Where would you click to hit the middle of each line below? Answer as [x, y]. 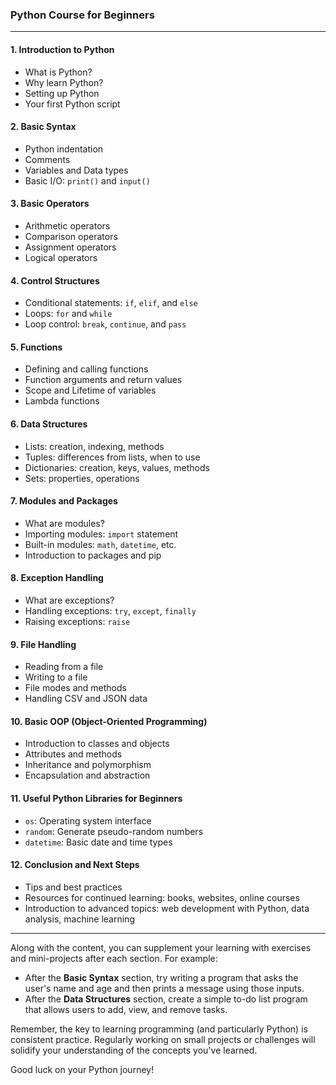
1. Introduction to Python [62, 49]
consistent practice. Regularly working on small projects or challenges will [163, 1039]
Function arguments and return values [103, 380]
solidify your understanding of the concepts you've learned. [134, 1050]
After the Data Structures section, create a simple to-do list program [166, 999]
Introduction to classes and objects [97, 744]
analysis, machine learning [79, 919]
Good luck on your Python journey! [82, 1069]
